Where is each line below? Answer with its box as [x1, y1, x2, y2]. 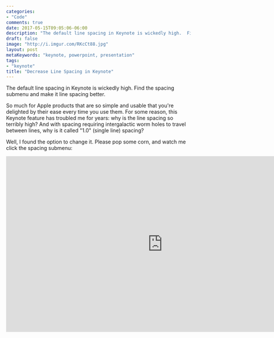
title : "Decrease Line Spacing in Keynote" [6, 69, 114, 74]
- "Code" [6, 14, 28, 20]
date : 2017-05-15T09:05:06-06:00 [6, 25, 88, 31]
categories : [6, 8, 35, 15]
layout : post [6, 47, 38, 53]
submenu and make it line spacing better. [6, 91, 105, 98]
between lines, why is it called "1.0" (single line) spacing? [6, 127, 145, 134]
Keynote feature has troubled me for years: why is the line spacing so [6, 115, 174, 122]
